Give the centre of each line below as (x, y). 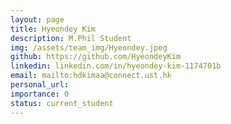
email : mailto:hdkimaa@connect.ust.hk (91, 76)
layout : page (37, 19)
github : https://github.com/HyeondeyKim (96, 57)
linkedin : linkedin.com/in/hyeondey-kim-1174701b (116, 66)
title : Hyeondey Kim (53, 29)
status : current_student (62, 103)
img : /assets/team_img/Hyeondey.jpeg (89, 47)
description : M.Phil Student (71, 38)
